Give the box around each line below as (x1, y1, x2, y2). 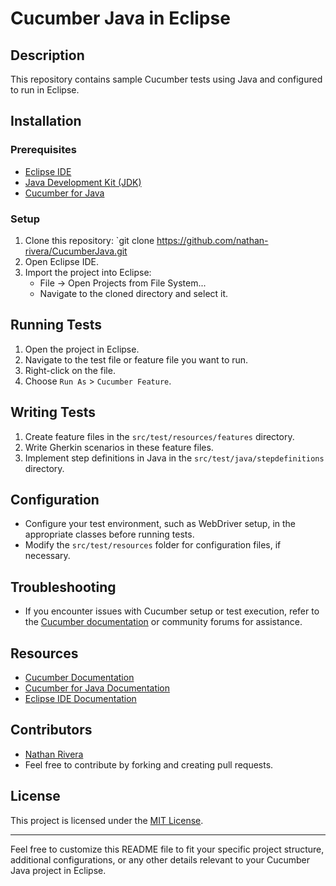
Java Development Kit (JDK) (24, 176, 142, 188)
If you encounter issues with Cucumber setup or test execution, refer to (24, 605, 320, 617)
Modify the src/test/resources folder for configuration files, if (24, 539, 282, 551)
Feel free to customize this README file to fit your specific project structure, (10, 843, 325, 855)
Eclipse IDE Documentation (24, 693, 137, 705)
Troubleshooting (10, 578, 117, 596)
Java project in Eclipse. (10, 864, 107, 876)
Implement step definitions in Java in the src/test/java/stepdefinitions (24, 452, 325, 464)
